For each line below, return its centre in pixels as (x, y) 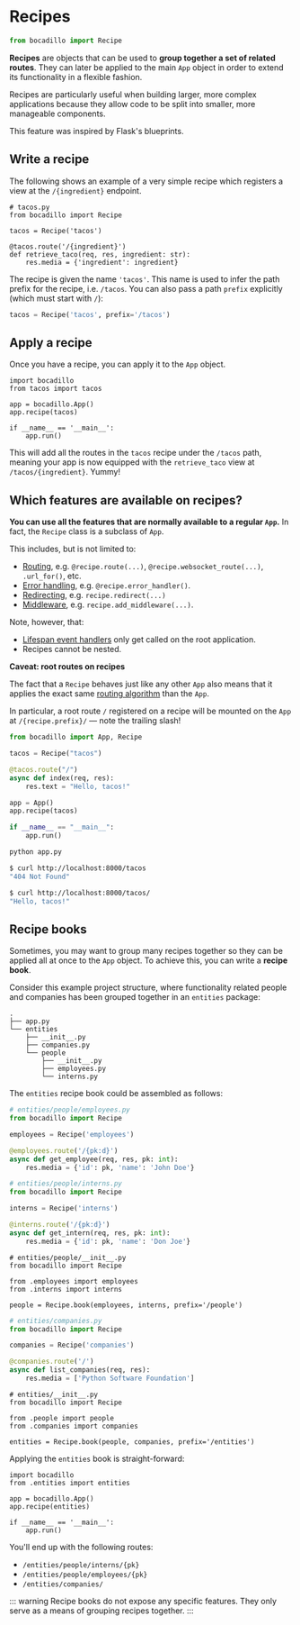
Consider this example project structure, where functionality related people (148, 987)
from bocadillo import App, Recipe (76, 737)
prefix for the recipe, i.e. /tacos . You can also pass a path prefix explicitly (146, 288)
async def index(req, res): (62, 778)
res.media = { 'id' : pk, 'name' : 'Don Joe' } (108, 1241)
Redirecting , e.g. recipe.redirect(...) (94, 595)
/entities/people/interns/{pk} (81, 1565)
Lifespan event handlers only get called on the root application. (139, 640)
